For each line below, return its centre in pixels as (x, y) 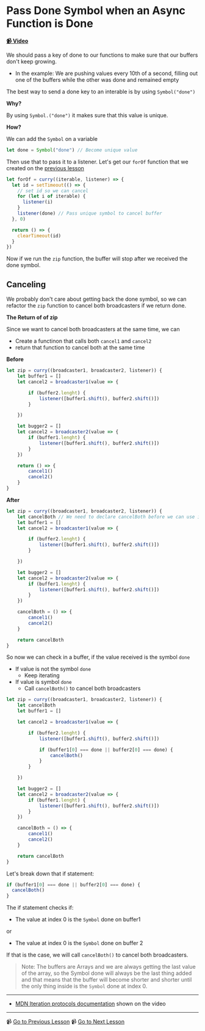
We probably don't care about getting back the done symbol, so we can (97, 299)
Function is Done (50, 23)
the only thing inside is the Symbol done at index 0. (84, 986)
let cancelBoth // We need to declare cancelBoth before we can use (106, 517)
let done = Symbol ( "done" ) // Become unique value (72, 150)
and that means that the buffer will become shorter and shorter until (106, 980)
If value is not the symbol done (53, 669)
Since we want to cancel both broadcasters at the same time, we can (93, 329)
